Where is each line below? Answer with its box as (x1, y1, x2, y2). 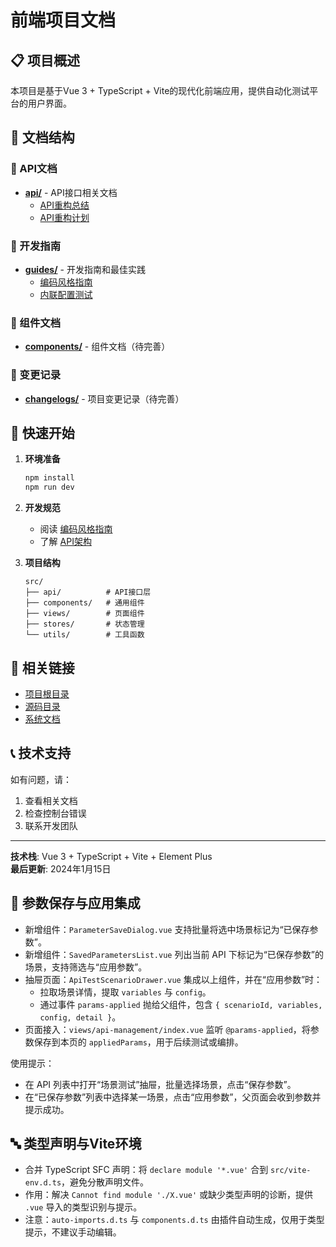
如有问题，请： (10, 773, 72, 785)
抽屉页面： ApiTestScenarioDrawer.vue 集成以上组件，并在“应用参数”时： (24, 973, 323, 985)
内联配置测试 (39, 288, 93, 300)
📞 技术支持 (10, 745, 72, 762)
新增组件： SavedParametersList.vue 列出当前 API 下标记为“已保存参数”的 (24, 948, 324, 960)
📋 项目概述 (10, 52, 81, 69)
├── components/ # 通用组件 (24, 598, 145, 608)
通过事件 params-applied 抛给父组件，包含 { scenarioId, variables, (39, 998, 323, 1010)
